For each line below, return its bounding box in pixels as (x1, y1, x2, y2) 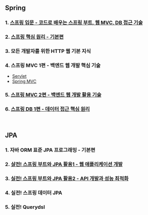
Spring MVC (12, 79, 37, 84)
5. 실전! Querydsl (5, 203, 45, 210)
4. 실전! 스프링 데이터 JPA (5, 189, 62, 196)
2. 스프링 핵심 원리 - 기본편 (5, 33, 64, 40)
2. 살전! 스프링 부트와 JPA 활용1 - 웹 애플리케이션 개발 (5, 161, 123, 167)
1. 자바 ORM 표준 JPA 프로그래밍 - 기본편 (5, 147, 96, 153)
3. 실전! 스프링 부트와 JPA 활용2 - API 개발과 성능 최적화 (5, 175, 129, 182)
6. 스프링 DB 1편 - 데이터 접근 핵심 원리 (5, 106, 90, 113)
